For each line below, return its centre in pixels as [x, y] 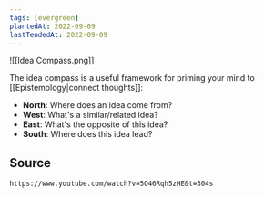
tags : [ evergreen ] [44, 18]
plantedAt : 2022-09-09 [52, 26]
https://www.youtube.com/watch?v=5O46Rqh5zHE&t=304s [112, 184]
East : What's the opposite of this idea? [95, 124]
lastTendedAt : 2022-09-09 [58, 34]
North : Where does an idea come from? [97, 105]
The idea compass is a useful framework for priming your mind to [132, 78]
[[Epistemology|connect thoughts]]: [76, 88]
